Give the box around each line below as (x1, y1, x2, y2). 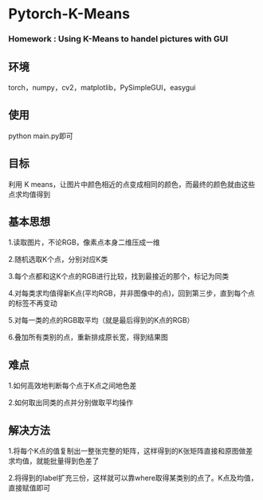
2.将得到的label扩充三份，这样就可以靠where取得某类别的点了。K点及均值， (8, 473, 258, 482)
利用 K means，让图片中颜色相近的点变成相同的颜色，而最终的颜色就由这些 (8, 179, 256, 188)
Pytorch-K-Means (8, 5, 130, 23)
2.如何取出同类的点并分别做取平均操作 (8, 398, 134, 407)
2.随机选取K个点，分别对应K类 (8, 255, 108, 264)
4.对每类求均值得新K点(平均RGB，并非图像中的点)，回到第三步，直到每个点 (8, 288, 255, 298)
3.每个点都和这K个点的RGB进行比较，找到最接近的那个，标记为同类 (8, 272, 230, 281)
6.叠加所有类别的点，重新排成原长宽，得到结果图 (8, 332, 169, 342)
